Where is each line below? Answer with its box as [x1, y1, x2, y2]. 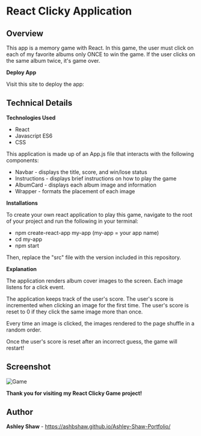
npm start [14, 242, 39, 249]
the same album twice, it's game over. [6, 57, 100, 64]
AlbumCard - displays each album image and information [14, 181, 156, 188]
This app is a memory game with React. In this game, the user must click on [6, 44, 194, 51]
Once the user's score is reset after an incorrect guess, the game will [6, 338, 178, 345]
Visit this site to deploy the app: [6, 80, 84, 88]
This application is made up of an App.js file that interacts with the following [6, 150, 194, 158]
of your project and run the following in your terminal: [6, 217, 138, 225]
